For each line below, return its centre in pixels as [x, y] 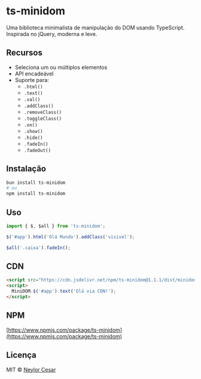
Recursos [25, 53]
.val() [32, 99]
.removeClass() [42, 112]
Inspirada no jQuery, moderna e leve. [52, 34]
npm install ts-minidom [36, 194]
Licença [22, 355]
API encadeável [34, 74]
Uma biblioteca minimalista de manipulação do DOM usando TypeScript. [95, 28]
